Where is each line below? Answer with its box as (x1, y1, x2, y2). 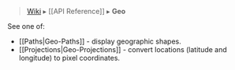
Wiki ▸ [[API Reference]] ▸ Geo (26, 7, 126, 16)
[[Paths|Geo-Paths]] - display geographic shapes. (18, 37, 182, 46)
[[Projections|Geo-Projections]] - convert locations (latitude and (18, 45, 228, 54)
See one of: (7, 22, 45, 30)
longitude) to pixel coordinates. (18, 54, 120, 62)
